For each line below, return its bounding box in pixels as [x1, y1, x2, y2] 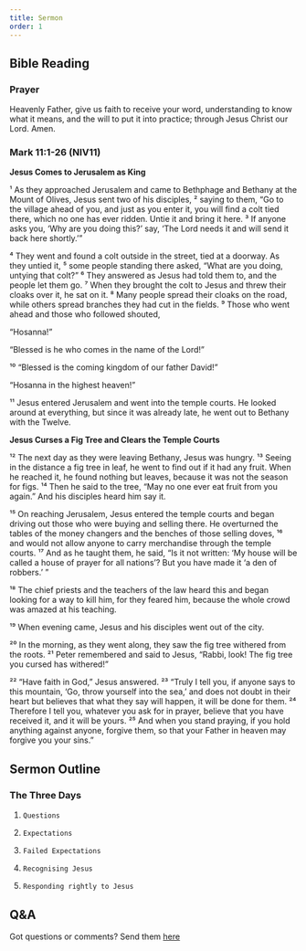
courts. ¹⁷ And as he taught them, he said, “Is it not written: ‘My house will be [9, 547, 298, 558]
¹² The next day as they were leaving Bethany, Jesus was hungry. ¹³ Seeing [9, 452, 292, 463]
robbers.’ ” [9, 567, 49, 578]
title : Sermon [9, 13, 64, 23]
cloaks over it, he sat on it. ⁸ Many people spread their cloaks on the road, [9, 290, 288, 301]
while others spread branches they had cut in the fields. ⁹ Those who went [9, 299, 290, 311]
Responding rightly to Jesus [22, 882, 134, 892]
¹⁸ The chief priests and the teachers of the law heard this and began [9, 585, 269, 596]
